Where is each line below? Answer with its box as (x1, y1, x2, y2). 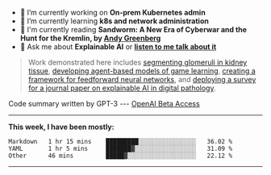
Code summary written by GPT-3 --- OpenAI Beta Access (8, 99, 200, 108)
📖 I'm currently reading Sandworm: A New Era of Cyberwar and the (19, 25, 248, 34)
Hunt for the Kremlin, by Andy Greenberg (19, 33, 161, 43)
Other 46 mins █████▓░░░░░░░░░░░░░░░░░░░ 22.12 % (8, 152, 232, 160)
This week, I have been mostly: (8, 122, 115, 131)
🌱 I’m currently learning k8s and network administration (19, 16, 210, 26)
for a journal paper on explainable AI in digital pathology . (27, 83, 216, 93)
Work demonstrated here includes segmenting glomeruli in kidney (27, 57, 248, 67)
